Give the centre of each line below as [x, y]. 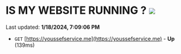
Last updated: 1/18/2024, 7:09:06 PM [53, 27]
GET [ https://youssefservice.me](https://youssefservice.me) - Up [94, 38]
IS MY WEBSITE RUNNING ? [76, 10]
